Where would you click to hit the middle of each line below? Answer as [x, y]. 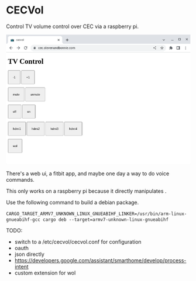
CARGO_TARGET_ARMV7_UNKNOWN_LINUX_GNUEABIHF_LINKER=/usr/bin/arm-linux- [97, 214]
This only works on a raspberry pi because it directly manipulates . [86, 191]
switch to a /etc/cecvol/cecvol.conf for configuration [78, 242]
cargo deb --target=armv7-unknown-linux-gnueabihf [106, 220]
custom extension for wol [45, 273]
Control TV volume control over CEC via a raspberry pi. [73, 26]
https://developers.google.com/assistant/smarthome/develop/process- [100, 260]
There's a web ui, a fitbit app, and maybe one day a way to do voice [88, 174]
